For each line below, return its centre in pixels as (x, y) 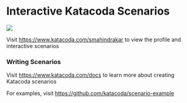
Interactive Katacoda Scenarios (88, 11)
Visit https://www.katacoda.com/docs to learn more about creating (90, 75)
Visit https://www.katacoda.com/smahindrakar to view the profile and (94, 39)
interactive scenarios (33, 46)
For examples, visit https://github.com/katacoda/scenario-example (90, 93)
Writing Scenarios (34, 62)
